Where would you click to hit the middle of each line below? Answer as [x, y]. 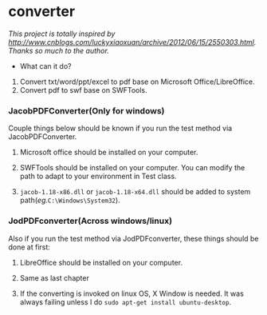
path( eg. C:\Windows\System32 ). [70, 200]
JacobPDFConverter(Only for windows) [86, 110]
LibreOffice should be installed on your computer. [101, 262]
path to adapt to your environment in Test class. [98, 176]
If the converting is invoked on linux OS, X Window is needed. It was [132, 293]
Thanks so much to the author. [59, 50]
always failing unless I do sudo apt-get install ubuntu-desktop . [126, 301]
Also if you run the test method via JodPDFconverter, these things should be [133, 238]
